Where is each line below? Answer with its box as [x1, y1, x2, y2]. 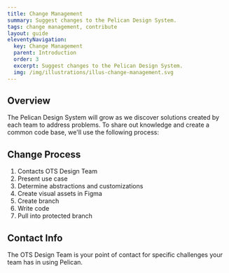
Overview [7, 94, 51, 106]
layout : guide [7, 29, 49, 37]
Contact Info [7, 232, 63, 244]
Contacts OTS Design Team [17, 167, 98, 176]
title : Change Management [7, 10, 83, 17]
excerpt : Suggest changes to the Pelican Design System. [13, 62, 183, 69]
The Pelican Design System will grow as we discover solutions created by [7, 113, 219, 122]
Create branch [17, 197, 60, 205]
